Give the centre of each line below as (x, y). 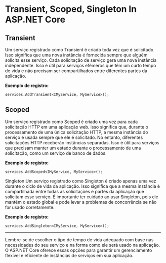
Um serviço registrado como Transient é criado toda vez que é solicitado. (80, 50)
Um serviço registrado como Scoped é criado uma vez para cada (72, 122)
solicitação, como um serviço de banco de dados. (56, 153)
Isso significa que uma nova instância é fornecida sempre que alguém (76, 55)
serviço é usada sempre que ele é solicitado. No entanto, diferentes (74, 137)
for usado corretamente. (30, 207)
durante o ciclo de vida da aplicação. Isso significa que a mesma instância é (83, 186)
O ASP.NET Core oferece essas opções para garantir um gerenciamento (79, 250)
